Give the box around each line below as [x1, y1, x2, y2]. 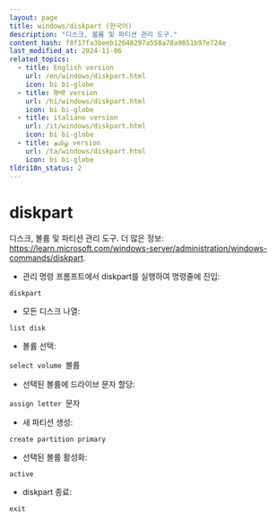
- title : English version [17, 64, 115, 73]
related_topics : [9, 55, 70, 64]
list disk [9, 324, 47, 333]
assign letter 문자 [9, 398, 81, 409]
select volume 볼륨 [9, 360, 81, 371]
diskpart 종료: [22, 487, 73, 498]
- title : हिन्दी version [17, 88, 98, 97]
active [9, 470, 34, 479]
